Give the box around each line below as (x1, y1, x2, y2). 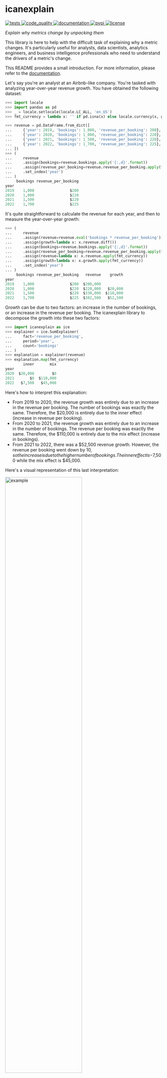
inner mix (23, 362, 57, 367)
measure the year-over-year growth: (5, 216, 80, 222)
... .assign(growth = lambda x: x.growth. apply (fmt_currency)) (5, 258, 143, 263)
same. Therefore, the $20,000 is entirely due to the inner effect (12, 410, 142, 416)
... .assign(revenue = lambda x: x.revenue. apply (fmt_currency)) (5, 253, 148, 259)
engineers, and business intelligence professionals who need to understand (5, 50, 161, 56)
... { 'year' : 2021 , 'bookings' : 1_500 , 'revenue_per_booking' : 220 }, (5, 137, 162, 142)
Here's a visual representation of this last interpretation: (5, 467, 119, 473)
